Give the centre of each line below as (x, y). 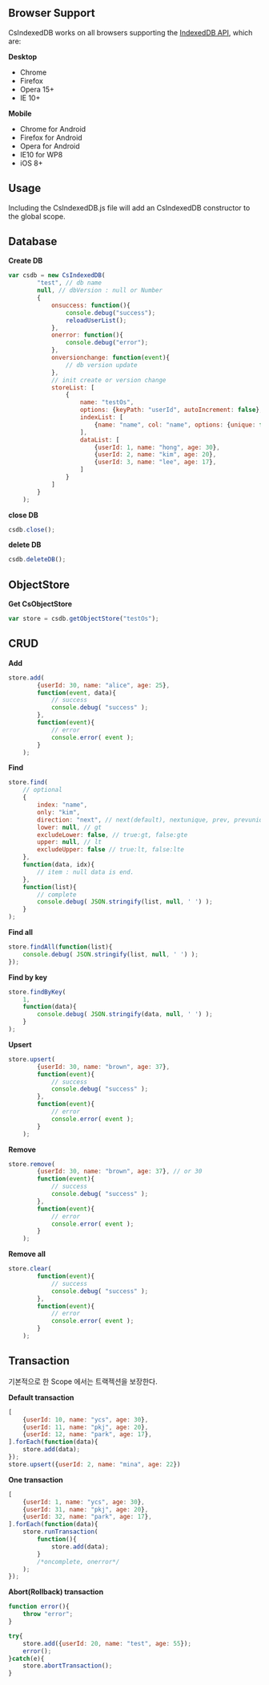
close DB (23, 515)
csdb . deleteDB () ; (37, 560)
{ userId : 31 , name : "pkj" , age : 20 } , (86, 1509)
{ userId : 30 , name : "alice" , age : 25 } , (104, 685)
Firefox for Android (51, 137)
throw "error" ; (48, 1614)
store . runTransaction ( (60, 1532)
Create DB (26, 261)
